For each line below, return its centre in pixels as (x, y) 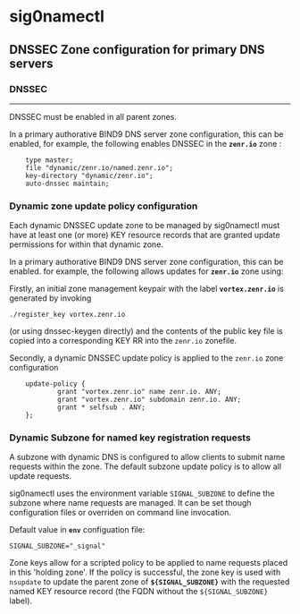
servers (31, 63)
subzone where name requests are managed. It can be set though (130, 503)
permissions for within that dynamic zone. (86, 244)
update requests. (41, 476)
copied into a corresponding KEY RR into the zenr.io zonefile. (123, 341)
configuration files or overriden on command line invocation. (121, 513)
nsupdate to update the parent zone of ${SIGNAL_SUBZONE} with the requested (150, 582)
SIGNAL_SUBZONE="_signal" (57, 546)
